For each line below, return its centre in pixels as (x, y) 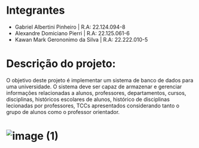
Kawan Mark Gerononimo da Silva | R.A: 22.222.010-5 (81, 39)
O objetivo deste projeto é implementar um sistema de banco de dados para (100, 80)
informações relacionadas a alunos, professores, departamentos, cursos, (96, 92)
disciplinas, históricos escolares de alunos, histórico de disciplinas (88, 99)
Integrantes (36, 10)
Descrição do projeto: (61, 64)
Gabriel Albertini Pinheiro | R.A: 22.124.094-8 (70, 27)
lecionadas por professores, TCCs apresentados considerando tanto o (93, 106)
